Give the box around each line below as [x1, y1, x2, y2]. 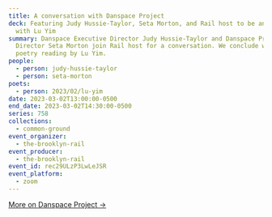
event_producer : [8, 147, 63, 155]
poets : [8, 79, 31, 87]
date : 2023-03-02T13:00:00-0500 [8, 95, 117, 103]
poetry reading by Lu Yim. [15, 49, 107, 57]
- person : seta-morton [15, 72, 92, 80]
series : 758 [8, 110, 49, 118]
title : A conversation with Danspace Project [8, 11, 164, 20]
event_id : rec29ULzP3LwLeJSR [8, 163, 107, 171]
